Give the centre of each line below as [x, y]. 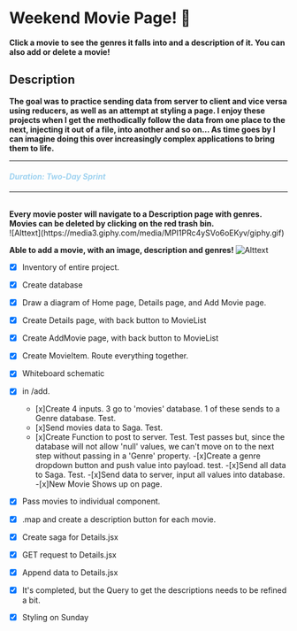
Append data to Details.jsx [70, 572]
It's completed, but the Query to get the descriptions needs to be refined [154, 590]
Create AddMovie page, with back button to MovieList [120, 338]
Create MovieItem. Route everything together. [105, 356]
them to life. [32, 148]
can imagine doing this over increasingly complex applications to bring [142, 139]
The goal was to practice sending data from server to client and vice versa [148, 101]
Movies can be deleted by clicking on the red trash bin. [112, 223]
